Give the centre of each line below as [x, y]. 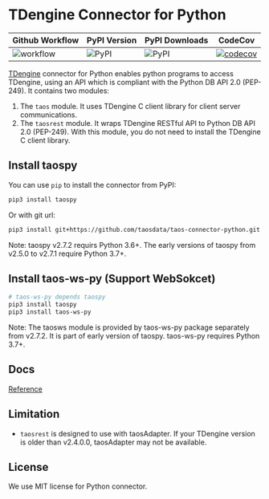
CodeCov [236, 40]
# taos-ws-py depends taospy [57, 297]
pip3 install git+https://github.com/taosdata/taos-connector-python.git [134, 229]
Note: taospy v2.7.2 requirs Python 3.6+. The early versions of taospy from [132, 245]
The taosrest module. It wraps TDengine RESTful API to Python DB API [137, 123]
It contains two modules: [69, 91]
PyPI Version [112, 40]
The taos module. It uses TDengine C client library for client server [130, 106]
